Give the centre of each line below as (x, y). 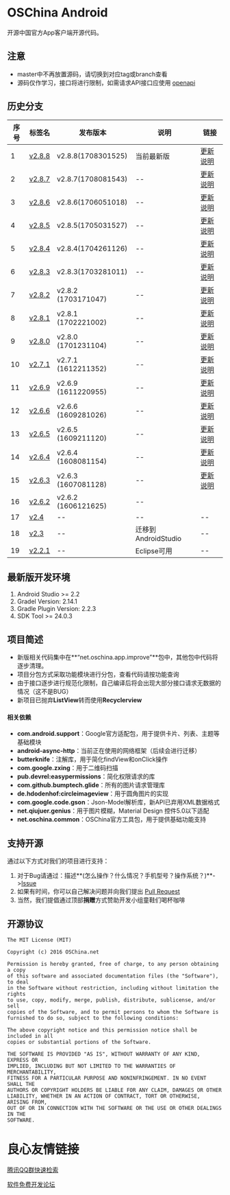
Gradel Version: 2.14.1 (47, 601)
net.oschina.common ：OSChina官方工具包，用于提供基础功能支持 (112, 820)
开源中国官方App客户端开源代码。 (55, 32)
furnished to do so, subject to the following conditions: (93, 1018)
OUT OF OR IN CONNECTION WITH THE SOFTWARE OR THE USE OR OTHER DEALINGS (115, 1109)
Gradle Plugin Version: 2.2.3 (56, 609)
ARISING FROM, (27, 1102)
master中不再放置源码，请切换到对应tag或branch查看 (92, 74)
